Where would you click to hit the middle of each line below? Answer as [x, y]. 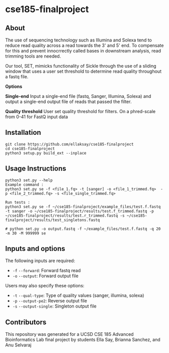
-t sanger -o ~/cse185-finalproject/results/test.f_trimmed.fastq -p [80, 211]
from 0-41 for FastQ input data [37, 117]
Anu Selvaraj [18, 345]
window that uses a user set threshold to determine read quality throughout [83, 71]
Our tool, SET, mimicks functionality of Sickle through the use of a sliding [81, 66]
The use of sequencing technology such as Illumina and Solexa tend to [78, 40]
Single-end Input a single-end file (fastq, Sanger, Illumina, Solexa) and [78, 96]
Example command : [24, 185]
